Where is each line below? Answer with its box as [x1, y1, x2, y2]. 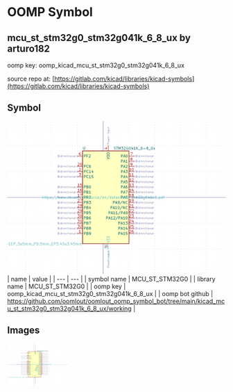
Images [7, 325, 40, 336]
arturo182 [7, 42, 51, 54]
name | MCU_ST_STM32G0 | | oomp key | [7, 282, 126, 291]
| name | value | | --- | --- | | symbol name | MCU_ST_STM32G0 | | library [7, 275, 216, 283]
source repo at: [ [7, 74, 55, 83]
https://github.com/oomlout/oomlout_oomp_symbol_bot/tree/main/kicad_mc [7, 297, 225, 305]
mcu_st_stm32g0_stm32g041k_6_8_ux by [7, 32, 191, 44]
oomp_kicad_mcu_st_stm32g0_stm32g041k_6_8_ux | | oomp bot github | [7, 289, 214, 297]
